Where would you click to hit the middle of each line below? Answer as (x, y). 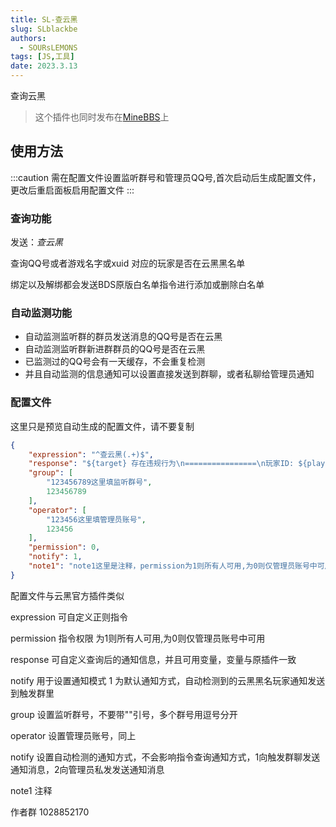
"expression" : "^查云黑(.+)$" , (91, 454)
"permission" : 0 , (64, 547)
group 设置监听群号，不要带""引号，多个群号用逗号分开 (124, 714)
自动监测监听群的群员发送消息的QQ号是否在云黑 (123, 337)
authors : (28, 38)
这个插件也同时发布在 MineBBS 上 (102, 117)
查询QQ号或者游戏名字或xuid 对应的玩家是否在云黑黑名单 (128, 263)
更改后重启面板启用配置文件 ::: (72, 190)
